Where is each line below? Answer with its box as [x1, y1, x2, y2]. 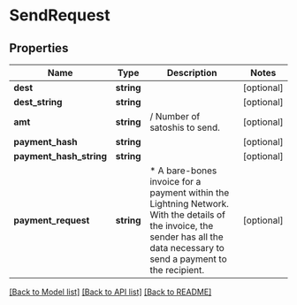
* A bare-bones [149, 164, 217, 177]
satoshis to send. [149, 121, 221, 133]
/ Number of [149, 111, 201, 122]
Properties [9, 41, 69, 56]
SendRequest [9, 5, 110, 26]
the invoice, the [149, 220, 214, 232]
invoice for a [149, 176, 202, 187]
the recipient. [149, 264, 205, 276]
